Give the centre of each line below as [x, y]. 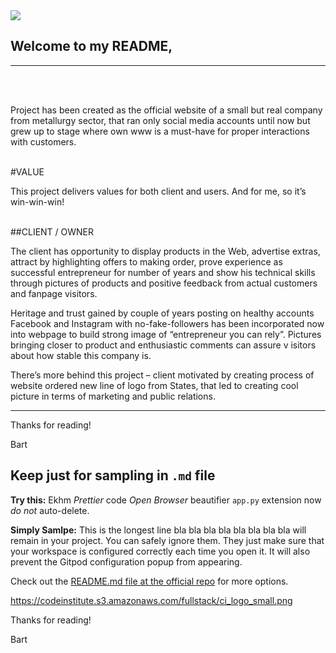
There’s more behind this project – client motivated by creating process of [162, 375]
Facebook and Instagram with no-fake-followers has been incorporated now [167, 323]
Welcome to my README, [91, 46]
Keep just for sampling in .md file [113, 475]
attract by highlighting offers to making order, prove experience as [146, 261]
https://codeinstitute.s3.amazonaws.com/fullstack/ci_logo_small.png [151, 600]
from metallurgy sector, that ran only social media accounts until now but [160, 120]
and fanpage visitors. [54, 293]
